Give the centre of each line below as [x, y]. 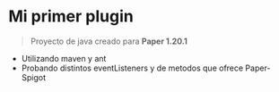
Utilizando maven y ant [64, 58]
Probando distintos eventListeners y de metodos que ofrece [132, 68]
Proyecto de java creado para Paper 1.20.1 [109, 41]
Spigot [34, 77]
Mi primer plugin [71, 17]
